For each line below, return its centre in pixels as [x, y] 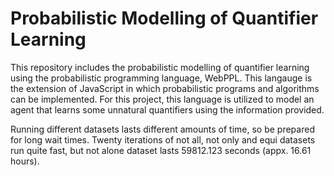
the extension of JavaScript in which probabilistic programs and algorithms [165, 88]
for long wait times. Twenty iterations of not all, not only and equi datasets [163, 139]
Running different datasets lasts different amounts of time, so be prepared [162, 129]
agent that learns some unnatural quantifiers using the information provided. [167, 109]
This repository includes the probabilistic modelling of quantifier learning [160, 67]
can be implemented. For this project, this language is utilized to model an [162, 99]
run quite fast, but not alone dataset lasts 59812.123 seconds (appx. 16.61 [161, 150]
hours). [25, 161]
